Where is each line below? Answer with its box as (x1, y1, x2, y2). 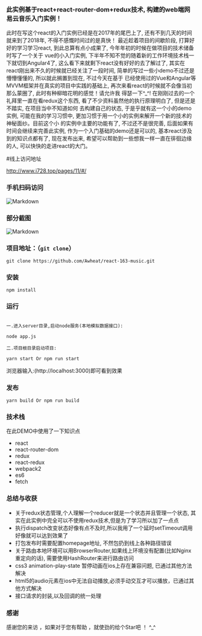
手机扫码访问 (6, 183, 44, 192)
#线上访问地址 (6, 155, 42, 162)
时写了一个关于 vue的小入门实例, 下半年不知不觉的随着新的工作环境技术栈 (6, 52, 189, 59)
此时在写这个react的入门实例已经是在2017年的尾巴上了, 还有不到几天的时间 (6, 29, 192, 37)
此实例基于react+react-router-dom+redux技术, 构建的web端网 (6, 5, 191, 13)
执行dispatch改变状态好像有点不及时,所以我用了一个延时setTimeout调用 (14, 524, 193, 532)
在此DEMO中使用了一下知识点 (6, 427, 80, 435)
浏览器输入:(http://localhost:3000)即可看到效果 (6, 367, 122, 374)
